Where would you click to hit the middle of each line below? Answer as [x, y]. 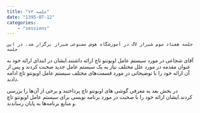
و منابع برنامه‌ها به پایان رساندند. [42, 104]
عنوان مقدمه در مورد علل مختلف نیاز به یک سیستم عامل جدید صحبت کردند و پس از [99, 67]
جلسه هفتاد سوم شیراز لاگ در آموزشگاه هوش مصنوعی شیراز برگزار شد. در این [100, 44]
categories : [21, 22]
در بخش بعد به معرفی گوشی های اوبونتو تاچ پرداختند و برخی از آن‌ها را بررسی [92, 91]
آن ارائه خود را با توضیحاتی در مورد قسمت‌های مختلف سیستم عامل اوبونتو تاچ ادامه [98, 73]
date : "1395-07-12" [31, 17]
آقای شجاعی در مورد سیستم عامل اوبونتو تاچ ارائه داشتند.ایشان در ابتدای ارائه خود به [100, 60]
